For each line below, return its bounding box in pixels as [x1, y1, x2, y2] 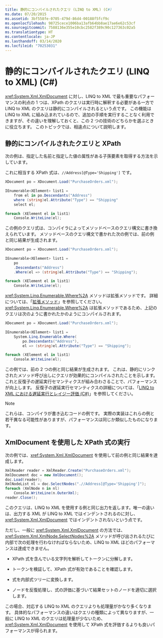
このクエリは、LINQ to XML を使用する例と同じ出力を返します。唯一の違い [5, 504, 155, 510]
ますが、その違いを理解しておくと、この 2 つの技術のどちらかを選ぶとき [9, 117, 154, 123]
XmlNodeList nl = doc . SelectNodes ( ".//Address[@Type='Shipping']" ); [5, 482, 147, 486]
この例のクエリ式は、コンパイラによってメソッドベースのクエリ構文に [5, 225, 145, 231]
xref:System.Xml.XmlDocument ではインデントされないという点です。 [5, 517, 145, 522]
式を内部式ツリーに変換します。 [12, 576, 76, 582]
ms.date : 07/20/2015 [5, 12, 47, 17]
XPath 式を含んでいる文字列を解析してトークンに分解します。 [12, 556, 135, 561]
